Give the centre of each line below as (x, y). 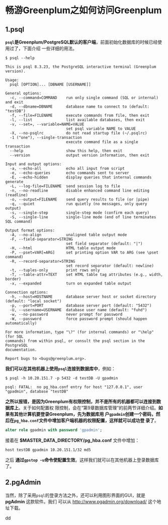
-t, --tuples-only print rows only (55, 270)
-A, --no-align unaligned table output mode (68, 235)
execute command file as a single (102, 142)
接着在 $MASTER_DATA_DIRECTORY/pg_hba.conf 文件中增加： (72, 440)
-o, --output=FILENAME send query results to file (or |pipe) (80, 200)
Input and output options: (33, 164)
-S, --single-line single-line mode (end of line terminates (83, 217)
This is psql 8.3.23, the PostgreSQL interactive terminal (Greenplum (81, 67)
